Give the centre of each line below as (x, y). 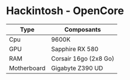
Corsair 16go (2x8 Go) (83, 58)
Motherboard (27, 68)
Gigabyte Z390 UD (77, 68)
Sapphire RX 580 (75, 49)
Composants (83, 29)
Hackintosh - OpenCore (65, 11)
